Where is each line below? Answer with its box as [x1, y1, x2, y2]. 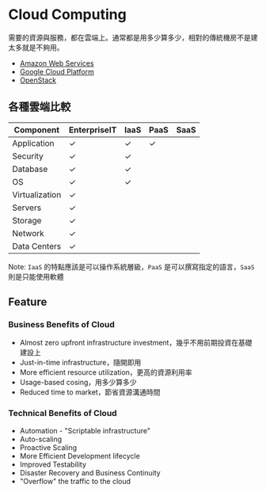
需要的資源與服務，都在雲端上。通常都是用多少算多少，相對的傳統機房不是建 [8, 32, 258, 42]
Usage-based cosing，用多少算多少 [19, 378, 137, 387]
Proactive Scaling [19, 442, 78, 452]
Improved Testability [19, 460, 87, 469]
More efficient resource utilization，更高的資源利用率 [19, 368, 192, 377]
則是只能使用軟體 [8, 272, 64, 281]
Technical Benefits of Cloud [8, 408, 117, 419]
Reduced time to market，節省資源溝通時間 [19, 387, 161, 397]
